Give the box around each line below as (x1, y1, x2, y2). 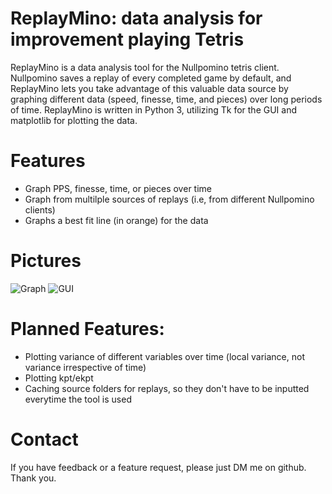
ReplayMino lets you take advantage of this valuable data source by (10, 82, 289, 94)
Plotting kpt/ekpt (24, 372, 94, 384)
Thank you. (10, 472, 57, 484)
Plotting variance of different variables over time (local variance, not (24, 350, 305, 362)
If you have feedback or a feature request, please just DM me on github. (10, 461, 307, 473)
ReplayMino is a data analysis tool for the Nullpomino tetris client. (10, 61, 280, 73)
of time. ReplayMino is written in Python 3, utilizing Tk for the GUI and (10, 103, 297, 116)
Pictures (10, 250, 82, 272)
